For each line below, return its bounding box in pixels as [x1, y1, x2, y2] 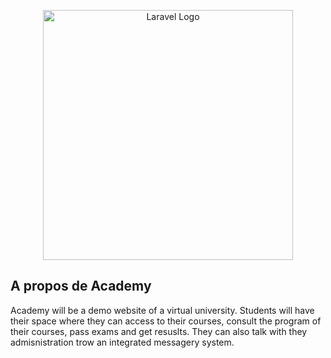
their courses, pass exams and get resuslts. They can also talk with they [10, 325, 308, 337]
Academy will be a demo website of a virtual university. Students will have [10, 304, 315, 316]
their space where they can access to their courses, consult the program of [10, 315, 322, 327]
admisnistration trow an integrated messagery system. [10, 336, 235, 348]
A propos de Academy [10, 278, 152, 295]
